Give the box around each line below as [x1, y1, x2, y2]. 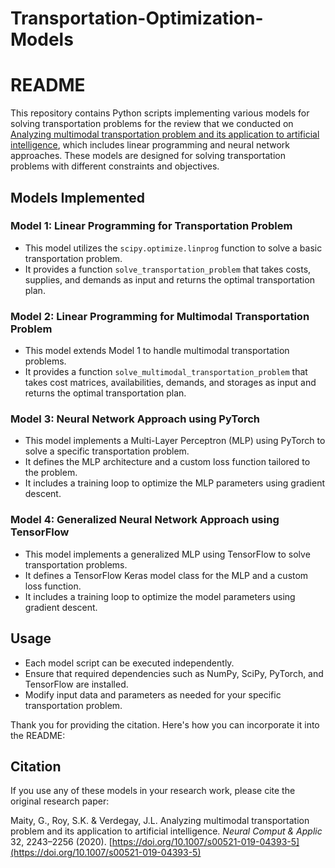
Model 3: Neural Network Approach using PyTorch [10, 412, 261, 426]
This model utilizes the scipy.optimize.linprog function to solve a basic [24, 242, 323, 254]
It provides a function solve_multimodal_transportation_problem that [24, 366, 308, 378]
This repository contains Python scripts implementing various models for [10, 107, 310, 119]
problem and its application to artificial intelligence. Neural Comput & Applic [10, 825, 323, 837]
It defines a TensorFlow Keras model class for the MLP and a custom [24, 569, 309, 581]
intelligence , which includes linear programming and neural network [10, 139, 290, 151]
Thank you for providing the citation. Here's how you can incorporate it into [10, 718, 320, 731]
